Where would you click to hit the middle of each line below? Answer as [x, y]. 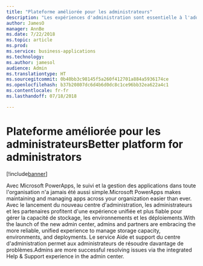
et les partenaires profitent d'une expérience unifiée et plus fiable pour [94, 211]
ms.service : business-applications [51, 51]
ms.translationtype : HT [36, 74]
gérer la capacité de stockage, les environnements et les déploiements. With [101, 218]
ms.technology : [25, 57]
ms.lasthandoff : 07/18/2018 [42, 96]
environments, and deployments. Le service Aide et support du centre [93, 237]
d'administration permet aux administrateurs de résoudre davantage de [95, 243]
